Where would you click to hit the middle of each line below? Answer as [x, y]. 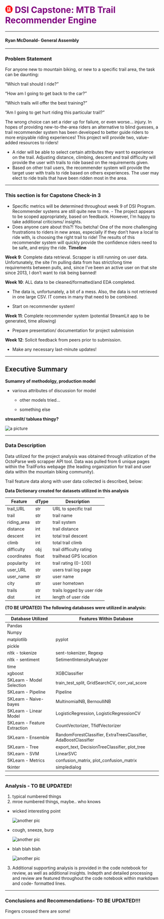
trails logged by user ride [78, 590]
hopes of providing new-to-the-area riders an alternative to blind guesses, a [82, 127]
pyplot [62, 639]
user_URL [17, 570]
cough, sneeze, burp [33, 830]
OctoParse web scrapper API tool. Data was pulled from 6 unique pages [77, 461]
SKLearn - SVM [23, 753]
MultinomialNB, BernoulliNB [83, 702]
